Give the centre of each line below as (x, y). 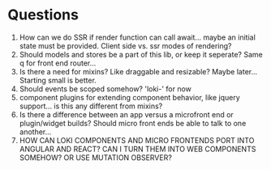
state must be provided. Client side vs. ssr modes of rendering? (125, 45)
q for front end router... (58, 63)
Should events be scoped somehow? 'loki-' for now (105, 89)
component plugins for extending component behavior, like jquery (129, 97)
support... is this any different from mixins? (91, 106)
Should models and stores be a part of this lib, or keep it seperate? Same (141, 54)
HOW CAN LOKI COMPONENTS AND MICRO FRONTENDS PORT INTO (137, 140)
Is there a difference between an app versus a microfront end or (127, 114)
